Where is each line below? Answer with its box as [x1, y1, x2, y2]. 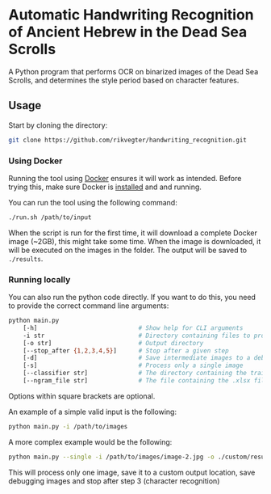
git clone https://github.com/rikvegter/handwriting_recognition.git [8, 136, 248, 144]
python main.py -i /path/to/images [8, 422, 128, 430]
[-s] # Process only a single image [23, 361, 244, 369]
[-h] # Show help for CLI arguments [23, 323, 244, 332]
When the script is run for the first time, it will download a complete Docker [8, 228, 258, 238]
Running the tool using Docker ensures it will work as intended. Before [8, 173, 242, 183]
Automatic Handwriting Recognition [8, 6, 254, 24]
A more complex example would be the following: [8, 437, 173, 446]
